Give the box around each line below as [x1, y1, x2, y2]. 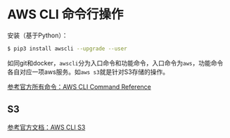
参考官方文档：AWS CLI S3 [7, 123, 86, 131]
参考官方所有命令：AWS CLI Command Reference [7, 82, 151, 91]
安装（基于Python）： [7, 31, 68, 39]
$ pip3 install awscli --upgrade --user [7, 45, 128, 52]
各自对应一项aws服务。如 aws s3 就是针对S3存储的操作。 [7, 68, 170, 76]
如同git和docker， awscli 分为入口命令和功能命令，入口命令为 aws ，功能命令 [7, 58, 224, 67]
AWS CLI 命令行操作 [7, 6, 124, 23]
